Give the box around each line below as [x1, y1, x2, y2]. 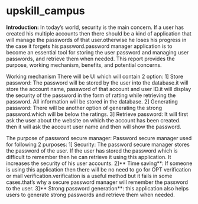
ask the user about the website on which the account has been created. [6, 116, 181, 124]
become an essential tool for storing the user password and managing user [6, 48, 189, 56]
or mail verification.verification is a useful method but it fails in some [6, 172, 173, 179]
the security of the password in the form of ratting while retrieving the [6, 92, 176, 99]
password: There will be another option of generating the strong [6, 104, 163, 111]
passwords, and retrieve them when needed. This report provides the [6, 55, 176, 62]
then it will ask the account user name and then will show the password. [6, 123, 181, 130]
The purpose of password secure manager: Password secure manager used [6, 134, 192, 141]
